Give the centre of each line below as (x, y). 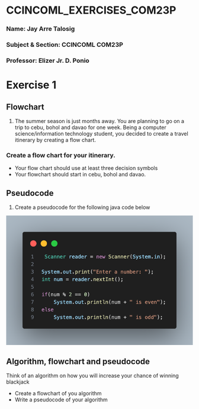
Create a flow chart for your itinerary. (61, 155)
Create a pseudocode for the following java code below (82, 207)
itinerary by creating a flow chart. (55, 140)
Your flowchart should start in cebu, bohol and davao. (80, 175)
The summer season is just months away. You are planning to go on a (99, 121)
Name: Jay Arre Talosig (41, 29)
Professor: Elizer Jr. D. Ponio (48, 60)
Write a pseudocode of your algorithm (61, 400)
